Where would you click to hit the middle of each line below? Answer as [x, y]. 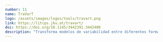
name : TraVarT [19, 14]
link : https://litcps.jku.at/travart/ [44, 23]
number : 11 [16, 9]
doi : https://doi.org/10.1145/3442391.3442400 [53, 28]
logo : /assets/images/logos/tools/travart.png [53, 18]
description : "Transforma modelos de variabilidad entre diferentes [76, 32]
